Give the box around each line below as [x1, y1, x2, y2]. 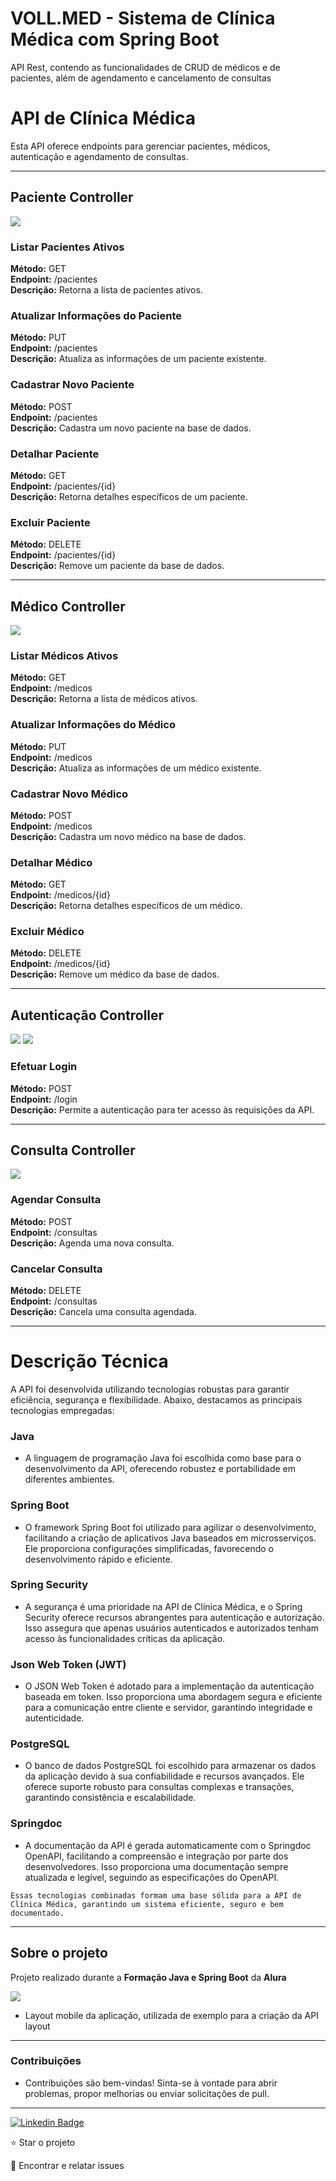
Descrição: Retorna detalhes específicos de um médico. [10, 900, 243, 912]
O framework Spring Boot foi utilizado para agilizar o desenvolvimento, [24, 1521, 317, 1533]
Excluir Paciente [10, 515, 91, 529]
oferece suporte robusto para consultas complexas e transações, [24, 1781, 295, 1793]
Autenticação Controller [10, 1007, 165, 1024]
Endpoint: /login [10, 1093, 78, 1105]
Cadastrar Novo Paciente [10, 378, 135, 392]
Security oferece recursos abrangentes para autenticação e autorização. [24, 1611, 325, 1623]
